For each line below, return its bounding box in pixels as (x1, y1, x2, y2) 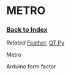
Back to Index (6, 26, 48, 34)
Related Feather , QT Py (6, 39, 65, 46)
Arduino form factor (6, 63, 56, 70)
